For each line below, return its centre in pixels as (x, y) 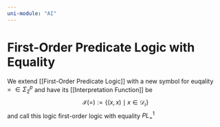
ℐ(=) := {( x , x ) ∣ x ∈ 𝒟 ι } (115, 103)
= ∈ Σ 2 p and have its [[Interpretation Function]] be (80, 90)
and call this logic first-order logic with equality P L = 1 (81, 116)
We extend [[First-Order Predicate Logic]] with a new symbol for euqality (110, 81)
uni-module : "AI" (32, 13)
